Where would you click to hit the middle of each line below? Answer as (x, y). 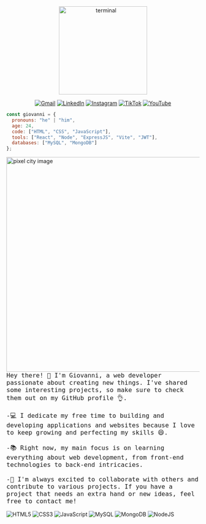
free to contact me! (42, 501)
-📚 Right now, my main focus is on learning (85, 448)
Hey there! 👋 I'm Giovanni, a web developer (84, 376)
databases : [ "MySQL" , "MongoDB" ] (55, 143)
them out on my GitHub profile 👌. (67, 398)
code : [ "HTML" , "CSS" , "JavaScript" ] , (62, 131)
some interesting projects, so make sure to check (95, 390)
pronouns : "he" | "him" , (44, 120)
